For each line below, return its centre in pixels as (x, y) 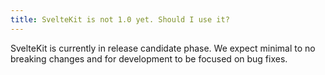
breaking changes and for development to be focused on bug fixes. (149, 58)
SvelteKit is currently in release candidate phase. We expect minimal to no (163, 48)
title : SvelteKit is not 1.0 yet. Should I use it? (120, 19)
